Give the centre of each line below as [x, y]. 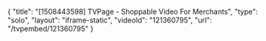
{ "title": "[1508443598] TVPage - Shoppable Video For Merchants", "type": [133, 12]
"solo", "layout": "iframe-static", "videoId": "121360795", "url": [110, 20]
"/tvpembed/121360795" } [51, 29]
